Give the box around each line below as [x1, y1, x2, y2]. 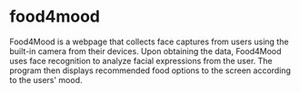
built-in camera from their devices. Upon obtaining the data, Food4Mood [9, 45, 282, 56]
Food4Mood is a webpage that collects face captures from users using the [9, 36, 289, 47]
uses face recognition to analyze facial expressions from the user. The [9, 55, 273, 66]
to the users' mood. [9, 74, 84, 85]
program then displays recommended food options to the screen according [9, 65, 291, 76]
